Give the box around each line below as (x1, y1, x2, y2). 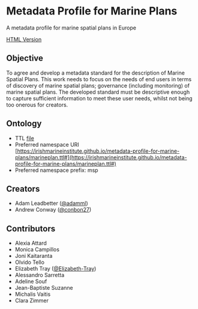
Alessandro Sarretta (14, 272, 65, 279)
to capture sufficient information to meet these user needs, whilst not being (6, 94, 193, 102)
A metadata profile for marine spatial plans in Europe (6, 24, 137, 31)
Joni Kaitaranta (14, 252, 53, 260)
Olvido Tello (14, 259, 45, 266)
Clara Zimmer (14, 297, 49, 304)
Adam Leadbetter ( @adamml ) (14, 200, 88, 207)
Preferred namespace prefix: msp (14, 167, 98, 174)
